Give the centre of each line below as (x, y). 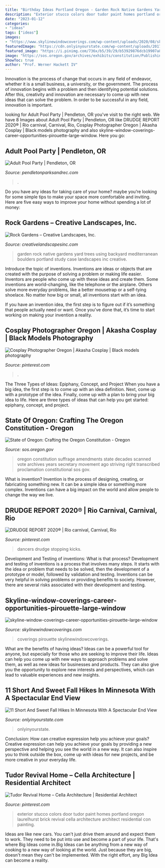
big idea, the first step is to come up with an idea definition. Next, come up (81, 389)
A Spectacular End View (43, 698)
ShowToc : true (20, 60)
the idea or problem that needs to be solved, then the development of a (77, 569)
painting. (26, 824)
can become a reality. (27, 860)
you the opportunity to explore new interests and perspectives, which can (80, 670)
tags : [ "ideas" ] (22, 33)
